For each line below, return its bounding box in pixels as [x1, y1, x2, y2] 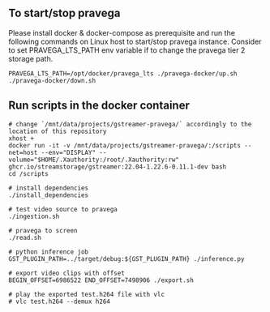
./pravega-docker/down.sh [8, 76, 96, 84]
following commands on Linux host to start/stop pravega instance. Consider [8, 36, 262, 46]
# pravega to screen [8, 226, 79, 234]
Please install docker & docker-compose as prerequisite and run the [8, 28, 235, 37]
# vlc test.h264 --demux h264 [8, 297, 111, 306]
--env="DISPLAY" [41, 148, 96, 156]
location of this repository [8, 127, 107, 135]
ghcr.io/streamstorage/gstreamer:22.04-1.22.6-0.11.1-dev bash [8, 162, 227, 171]
